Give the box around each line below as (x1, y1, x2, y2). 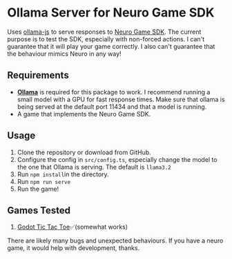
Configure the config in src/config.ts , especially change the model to (17, 155, 217, 163)
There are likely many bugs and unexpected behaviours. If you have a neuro (7, 236, 224, 245)
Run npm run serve (17, 177, 71, 185)
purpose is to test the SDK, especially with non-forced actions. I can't (7, 34, 205, 43)
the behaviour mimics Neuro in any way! (7, 50, 122, 58)
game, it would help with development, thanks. (7, 244, 140, 252)
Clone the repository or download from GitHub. (17, 148, 152, 156)
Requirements (7, 70, 69, 81)
